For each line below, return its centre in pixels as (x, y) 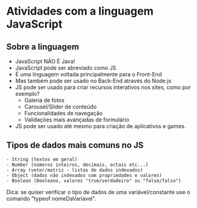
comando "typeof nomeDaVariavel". (51, 198)
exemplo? (27, 94)
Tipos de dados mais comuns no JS (75, 145)
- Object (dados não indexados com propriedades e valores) (84, 175)
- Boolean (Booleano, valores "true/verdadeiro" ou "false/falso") (94, 181)
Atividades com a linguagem (80, 11)
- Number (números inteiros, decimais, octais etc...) (77, 165)
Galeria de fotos (45, 100)
